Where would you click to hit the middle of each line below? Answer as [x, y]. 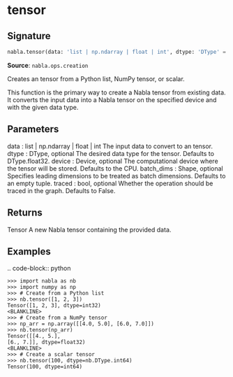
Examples [29, 251]
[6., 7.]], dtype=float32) [46, 342]
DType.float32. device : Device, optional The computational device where [113, 161]
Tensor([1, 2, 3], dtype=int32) [54, 306]
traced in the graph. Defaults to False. [61, 190]
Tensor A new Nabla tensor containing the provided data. [89, 229]
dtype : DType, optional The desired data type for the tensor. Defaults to [111, 153]
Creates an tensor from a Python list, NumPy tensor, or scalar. [96, 78]
